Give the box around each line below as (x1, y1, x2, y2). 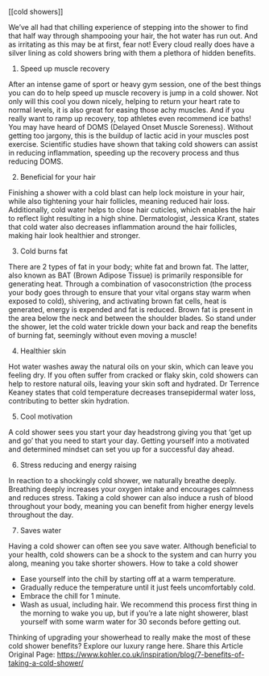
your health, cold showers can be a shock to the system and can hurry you (8, 550, 257, 559)
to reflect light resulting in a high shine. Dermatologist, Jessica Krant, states (8, 214, 259, 223)
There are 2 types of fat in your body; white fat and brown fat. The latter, (8, 262, 250, 271)
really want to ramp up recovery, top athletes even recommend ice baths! (8, 114, 252, 123)
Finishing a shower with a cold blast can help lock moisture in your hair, (8, 188, 246, 197)
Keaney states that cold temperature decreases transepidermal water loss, (8, 387, 256, 397)
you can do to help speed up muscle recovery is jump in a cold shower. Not (8, 88, 259, 98)
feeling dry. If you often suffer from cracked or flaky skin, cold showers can (8, 370, 259, 380)
